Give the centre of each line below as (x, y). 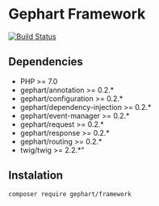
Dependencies (46, 62)
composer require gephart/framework (70, 194)
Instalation (36, 176)
